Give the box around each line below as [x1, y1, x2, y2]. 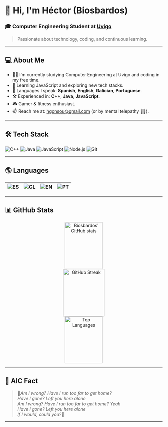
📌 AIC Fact [5, 377, 38, 385]
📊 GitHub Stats [5, 206, 54, 215]
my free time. [12, 77, 40, 83]
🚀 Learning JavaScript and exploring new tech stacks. [12, 82, 124, 88]
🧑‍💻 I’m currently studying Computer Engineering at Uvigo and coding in [12, 72, 160, 78]
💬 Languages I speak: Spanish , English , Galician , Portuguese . [12, 88, 142, 94]
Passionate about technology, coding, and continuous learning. [17, 36, 148, 42]
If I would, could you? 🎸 [17, 411, 65, 417]
